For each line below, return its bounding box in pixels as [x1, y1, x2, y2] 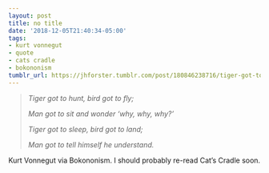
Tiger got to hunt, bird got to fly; [27, 93, 134, 103]
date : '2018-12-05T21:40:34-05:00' [8, 26, 127, 34]
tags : [8, 34, 26, 42]
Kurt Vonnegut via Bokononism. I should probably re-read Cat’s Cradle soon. [8, 155, 261, 165]
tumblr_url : [8, 71, 48, 79]
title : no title [8, 19, 62, 27]
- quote [8, 49, 34, 57]
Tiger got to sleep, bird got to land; [27, 124, 143, 134]
